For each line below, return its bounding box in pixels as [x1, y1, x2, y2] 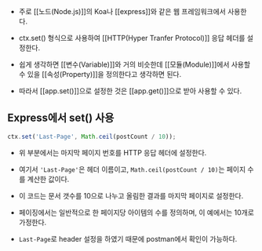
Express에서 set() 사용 [7, 111, 115, 125]
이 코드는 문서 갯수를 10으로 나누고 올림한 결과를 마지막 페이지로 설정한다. [18, 191, 244, 200]
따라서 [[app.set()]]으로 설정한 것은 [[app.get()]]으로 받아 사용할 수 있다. [18, 86, 242, 96]
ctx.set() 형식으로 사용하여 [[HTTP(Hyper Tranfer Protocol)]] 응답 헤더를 [18, 34, 246, 42]
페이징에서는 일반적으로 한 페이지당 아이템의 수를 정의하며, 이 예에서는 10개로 [18, 207, 254, 217]
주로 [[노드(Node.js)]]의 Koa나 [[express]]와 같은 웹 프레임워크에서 [18, 7, 227, 16]
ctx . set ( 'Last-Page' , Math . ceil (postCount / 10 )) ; [7, 133, 176, 140]
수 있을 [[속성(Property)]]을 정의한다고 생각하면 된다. [18, 70, 182, 78]
